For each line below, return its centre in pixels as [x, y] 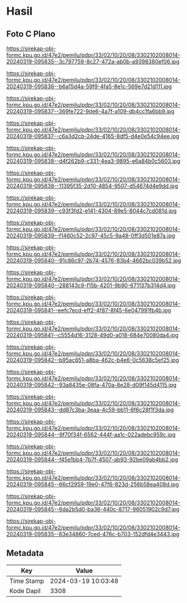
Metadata [25, 553]
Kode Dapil [25, 591]
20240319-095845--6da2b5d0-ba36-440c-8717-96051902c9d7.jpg [93, 509]
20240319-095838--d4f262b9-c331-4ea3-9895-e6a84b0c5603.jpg [93, 161]
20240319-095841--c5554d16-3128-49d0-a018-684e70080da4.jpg [93, 335]
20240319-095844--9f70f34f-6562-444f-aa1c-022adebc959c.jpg [91, 435]
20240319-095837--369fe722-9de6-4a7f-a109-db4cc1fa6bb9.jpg [90, 111]
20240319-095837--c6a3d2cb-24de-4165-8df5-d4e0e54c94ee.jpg [93, 136]
